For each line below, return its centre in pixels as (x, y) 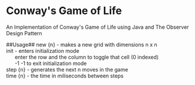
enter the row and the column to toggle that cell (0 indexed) (87, 57)
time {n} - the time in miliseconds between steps (65, 76)
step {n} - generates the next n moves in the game (67, 69)
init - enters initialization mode (43, 50)
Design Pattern (24, 33)
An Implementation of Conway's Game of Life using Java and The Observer (97, 27)
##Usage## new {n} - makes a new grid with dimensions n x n (82, 45)
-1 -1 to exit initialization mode (51, 63)
